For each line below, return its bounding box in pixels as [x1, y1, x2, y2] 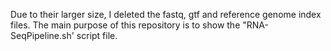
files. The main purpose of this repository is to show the [10, 19, 241, 31]
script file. [76, 30, 118, 41]
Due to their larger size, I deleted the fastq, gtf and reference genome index [10, 9, 322, 20]
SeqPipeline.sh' [10, 30, 75, 41]
